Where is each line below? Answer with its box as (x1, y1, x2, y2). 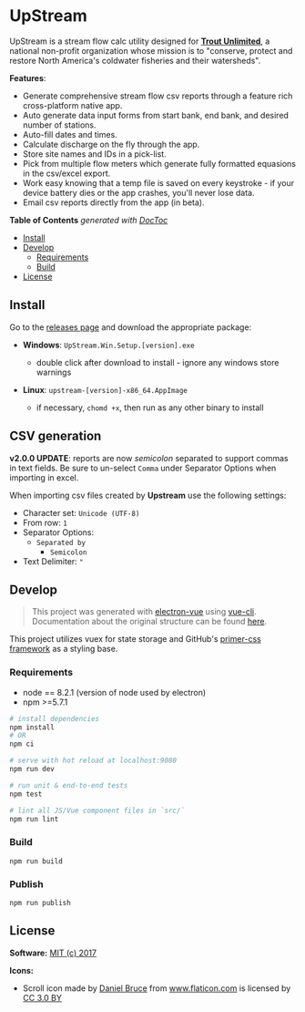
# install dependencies (9, 714, 100, 723)
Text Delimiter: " (22, 555, 84, 566)
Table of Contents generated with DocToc (9, 214, 168, 225)
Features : (9, 72, 46, 83)
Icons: (9, 965, 34, 976)
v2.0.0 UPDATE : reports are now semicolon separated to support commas (9, 452, 289, 463)
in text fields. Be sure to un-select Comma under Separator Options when (9, 462, 277, 473)
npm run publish (9, 899, 71, 908)
